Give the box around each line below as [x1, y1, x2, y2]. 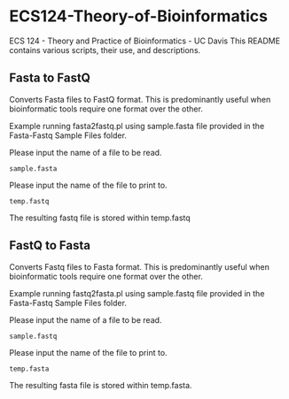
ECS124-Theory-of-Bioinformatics [9, 6, 269, 27]
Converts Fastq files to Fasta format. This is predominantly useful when [9, 261, 270, 272]
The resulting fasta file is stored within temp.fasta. [9, 380, 192, 390]
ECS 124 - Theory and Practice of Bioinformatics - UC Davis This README [9, 35, 281, 46]
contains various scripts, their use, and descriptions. [9, 44, 201, 55]
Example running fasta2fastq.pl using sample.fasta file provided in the [9, 120, 265, 131]
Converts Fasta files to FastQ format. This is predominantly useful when [9, 94, 271, 104]
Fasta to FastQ [9, 71, 91, 86]
